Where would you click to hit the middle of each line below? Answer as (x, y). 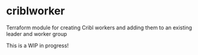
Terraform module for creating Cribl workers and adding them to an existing (99, 27)
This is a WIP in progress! (38, 45)
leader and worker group (37, 33)
